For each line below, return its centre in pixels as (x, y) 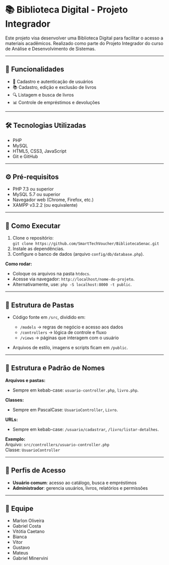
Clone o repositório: (33, 238)
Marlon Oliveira (28, 521)
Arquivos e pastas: (25, 380)
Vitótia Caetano (28, 532)
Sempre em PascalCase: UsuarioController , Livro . (65, 409)
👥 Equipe (19, 509)
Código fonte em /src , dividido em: (49, 317)
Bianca (20, 537)
